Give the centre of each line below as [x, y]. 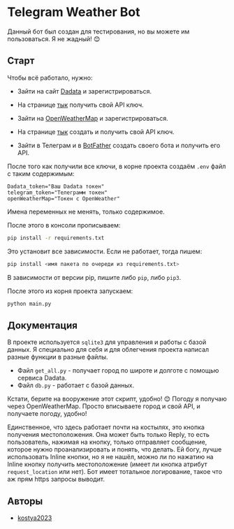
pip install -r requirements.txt [56, 238]
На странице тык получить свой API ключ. [81, 105]
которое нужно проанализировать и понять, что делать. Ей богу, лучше [115, 449]
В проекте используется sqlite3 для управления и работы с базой [107, 342]
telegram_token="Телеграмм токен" [58, 193]
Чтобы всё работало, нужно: [50, 77]
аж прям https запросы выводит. [56, 479]
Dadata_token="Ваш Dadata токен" [56, 186]
